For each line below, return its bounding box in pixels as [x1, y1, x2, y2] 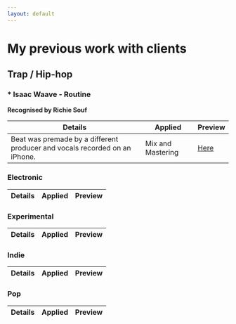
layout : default [7, 10, 55, 18]
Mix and [145, 138, 172, 148]
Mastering [145, 147, 179, 157]
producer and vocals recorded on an [11, 143, 131, 153]
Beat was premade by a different [11, 134, 119, 144]
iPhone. [11, 152, 37, 162]
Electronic [7, 173, 44, 183]
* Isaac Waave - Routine [7, 89, 91, 99]
